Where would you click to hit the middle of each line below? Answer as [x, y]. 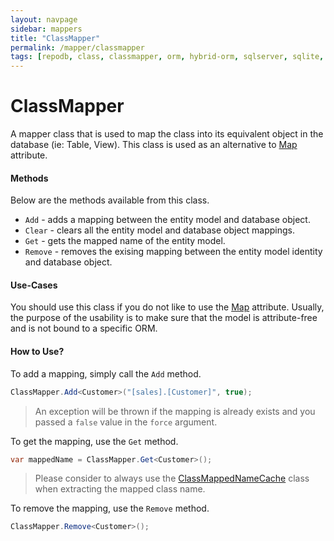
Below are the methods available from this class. [110, 200]
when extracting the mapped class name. [120, 489]
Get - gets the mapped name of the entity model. [125, 241]
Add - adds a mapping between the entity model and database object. [167, 220]
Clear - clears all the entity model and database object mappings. [159, 230]
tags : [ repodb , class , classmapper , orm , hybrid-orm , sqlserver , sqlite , [167, 57]
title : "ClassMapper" [55, 38]
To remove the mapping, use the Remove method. [110, 508]
